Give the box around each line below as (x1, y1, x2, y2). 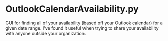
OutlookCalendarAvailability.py (5, 3, 139, 15)
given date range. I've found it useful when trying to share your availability (5, 25, 159, 31)
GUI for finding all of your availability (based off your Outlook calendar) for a (5, 20, 163, 26)
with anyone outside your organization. (5, 30, 86, 36)
